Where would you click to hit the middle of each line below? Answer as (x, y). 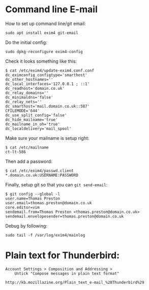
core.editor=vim (22, 207)
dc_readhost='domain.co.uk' (35, 88)
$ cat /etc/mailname (27, 147)
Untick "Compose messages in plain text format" (67, 273)
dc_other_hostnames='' (29, 79)
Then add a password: (29, 161)
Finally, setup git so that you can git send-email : (56, 184)
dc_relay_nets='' (24, 102)
